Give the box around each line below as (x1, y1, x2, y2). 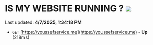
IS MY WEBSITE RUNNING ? (5, 3, 124, 14)
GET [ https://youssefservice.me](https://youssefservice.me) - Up (12, 29, 148, 35)
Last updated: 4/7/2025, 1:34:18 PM (5, 19, 82, 25)
